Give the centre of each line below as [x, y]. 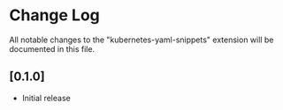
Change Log [54, 15]
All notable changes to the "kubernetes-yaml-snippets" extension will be [141, 40]
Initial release [46, 98]
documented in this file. [52, 48]
